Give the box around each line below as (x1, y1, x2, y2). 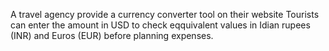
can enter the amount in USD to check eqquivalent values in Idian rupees (10, 19, 311, 31)
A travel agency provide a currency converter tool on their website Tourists (10, 9, 320, 20)
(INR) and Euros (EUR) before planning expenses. (10, 30, 214, 41)
